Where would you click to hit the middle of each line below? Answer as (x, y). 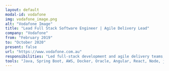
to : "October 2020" (26, 42)
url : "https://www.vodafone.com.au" (44, 51)
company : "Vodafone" (27, 33)
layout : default (22, 10)
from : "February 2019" (29, 38)
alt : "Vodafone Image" (29, 24)
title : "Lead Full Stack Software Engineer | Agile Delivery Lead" (77, 28)
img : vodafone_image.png (31, 19)
